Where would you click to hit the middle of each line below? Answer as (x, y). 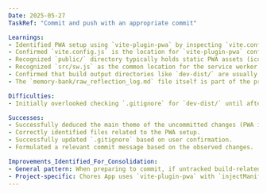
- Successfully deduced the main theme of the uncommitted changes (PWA (131, 125)
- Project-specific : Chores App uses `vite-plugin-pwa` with (112, 176)
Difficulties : (32, 96)
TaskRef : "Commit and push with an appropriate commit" (103, 23)
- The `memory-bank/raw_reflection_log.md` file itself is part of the (129, 81)
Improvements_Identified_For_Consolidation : (83, 161)
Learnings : (26, 37)
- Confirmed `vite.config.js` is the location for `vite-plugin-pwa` (126, 52)
